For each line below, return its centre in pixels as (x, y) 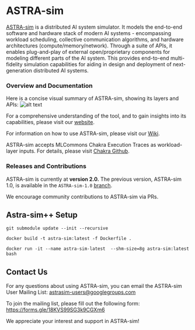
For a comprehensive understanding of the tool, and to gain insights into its (96, 116)
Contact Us (27, 272)
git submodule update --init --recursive (57, 228)
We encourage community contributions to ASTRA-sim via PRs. (82, 197)
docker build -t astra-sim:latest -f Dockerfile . (69, 239)
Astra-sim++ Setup (42, 215)
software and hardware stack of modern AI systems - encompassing (88, 33)
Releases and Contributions (46, 166)
